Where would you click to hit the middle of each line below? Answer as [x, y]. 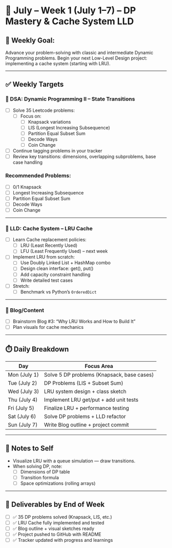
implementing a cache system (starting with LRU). [58, 63]
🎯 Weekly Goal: [30, 40]
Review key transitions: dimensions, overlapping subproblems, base [84, 156]
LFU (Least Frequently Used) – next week [64, 251]
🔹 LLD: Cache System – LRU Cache [49, 228]
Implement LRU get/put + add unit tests [91, 400]
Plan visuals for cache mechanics [48, 327]
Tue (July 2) [23, 383]
